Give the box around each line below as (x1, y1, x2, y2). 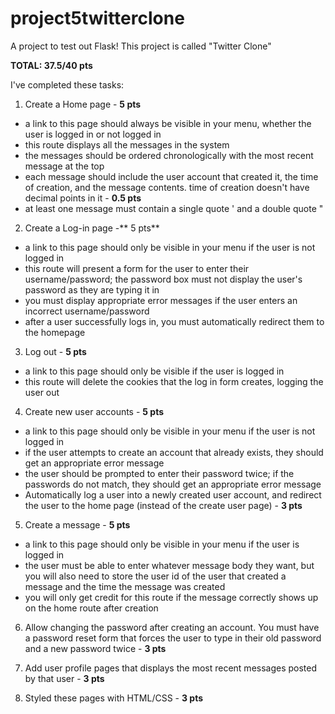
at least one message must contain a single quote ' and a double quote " (24, 202, 324, 214)
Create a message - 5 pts (24, 518, 131, 531)
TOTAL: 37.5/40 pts (10, 59, 93, 71)
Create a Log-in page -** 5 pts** (24, 222, 160, 234)
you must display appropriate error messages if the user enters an (24, 294, 298, 306)
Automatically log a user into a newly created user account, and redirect (24, 488, 322, 501)
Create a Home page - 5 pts (24, 98, 142, 110)
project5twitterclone (10, 7, 185, 30)
